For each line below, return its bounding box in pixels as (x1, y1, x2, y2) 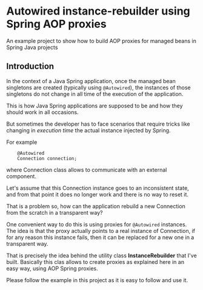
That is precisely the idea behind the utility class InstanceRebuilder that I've (6, 252, 197, 259)
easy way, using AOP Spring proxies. (6, 265, 98, 272)
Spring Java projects (6, 44, 58, 51)
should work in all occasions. (6, 108, 79, 116)
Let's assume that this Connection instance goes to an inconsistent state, (6, 184, 189, 192)
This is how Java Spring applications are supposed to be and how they (6, 102, 183, 109)
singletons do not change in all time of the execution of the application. (6, 90, 184, 98)
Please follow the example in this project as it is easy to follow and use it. (6, 276, 188, 283)
